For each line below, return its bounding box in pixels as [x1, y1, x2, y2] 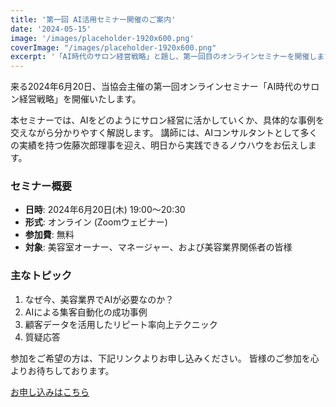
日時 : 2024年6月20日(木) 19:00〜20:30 [24, 204, 186, 216]
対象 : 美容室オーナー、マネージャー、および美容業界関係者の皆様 [24, 241, 293, 253]
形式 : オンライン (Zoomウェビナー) [24, 216, 168, 228]
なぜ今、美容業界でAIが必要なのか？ [24, 293, 175, 305]
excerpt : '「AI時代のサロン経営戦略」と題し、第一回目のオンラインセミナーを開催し [10, 52, 318, 62]
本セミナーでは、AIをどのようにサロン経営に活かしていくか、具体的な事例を [10, 114, 325, 126]
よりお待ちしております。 [10, 364, 115, 376]
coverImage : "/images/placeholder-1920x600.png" [10, 42, 217, 53]
